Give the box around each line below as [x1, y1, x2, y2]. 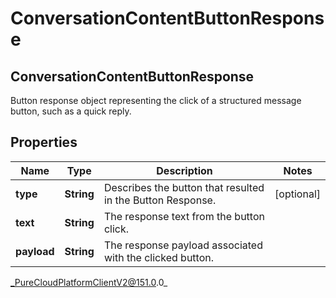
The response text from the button [103, 209, 265, 223]
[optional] [274, 187, 321, 201]
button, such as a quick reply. [10, 105, 132, 117]
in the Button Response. [103, 193, 217, 207]
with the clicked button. [103, 250, 215, 264]
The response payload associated [103, 238, 263, 252]
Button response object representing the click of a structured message [10, 95, 302, 106]
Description [156, 163, 213, 177]
